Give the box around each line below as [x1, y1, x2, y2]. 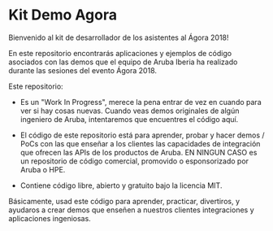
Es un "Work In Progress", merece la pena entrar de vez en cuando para [19, 97, 262, 107]
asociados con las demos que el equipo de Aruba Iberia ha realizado [8, 57, 238, 67]
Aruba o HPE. [19, 164, 66, 174]
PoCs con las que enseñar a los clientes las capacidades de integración [19, 138, 261, 148]
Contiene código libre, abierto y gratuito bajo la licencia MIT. [19, 181, 223, 190]
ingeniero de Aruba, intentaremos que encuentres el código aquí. [19, 114, 239, 124]
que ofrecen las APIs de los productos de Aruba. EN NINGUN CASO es [19, 147, 258, 157]
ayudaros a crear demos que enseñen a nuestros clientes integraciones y [8, 205, 254, 215]
